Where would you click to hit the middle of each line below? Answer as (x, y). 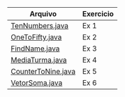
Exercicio (98, 14)
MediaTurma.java (39, 60)
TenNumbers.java (39, 26)
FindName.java (35, 48)
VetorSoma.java (37, 83)
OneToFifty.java (36, 37)
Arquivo (43, 14)
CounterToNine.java (43, 71)
